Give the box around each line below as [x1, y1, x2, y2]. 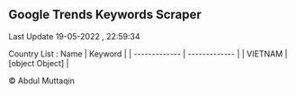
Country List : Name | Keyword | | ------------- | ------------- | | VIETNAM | [8, 48, 288, 59]
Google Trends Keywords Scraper [8, 7, 202, 22]
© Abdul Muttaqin [8, 75, 76, 86]
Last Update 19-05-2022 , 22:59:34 [8, 30, 140, 41]
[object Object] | [8, 57, 69, 68]
